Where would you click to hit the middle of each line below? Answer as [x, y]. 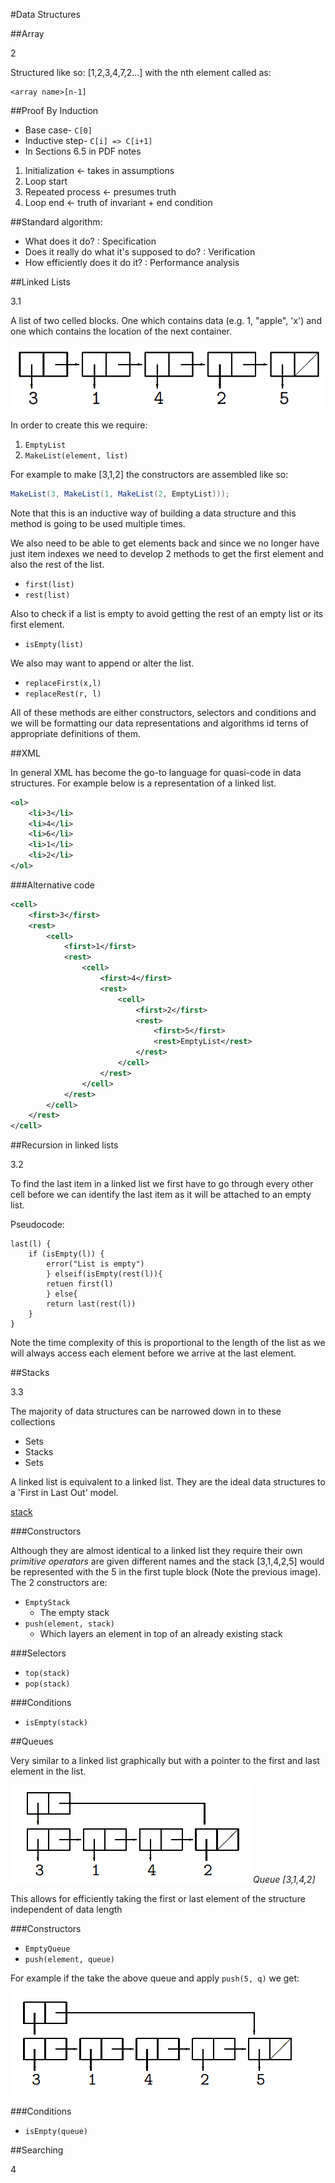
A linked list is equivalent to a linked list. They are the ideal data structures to [168, 1482]
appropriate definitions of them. [75, 733]
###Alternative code [52, 885]
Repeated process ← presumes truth [100, 192]
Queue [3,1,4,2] [284, 1880]
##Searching [37, 2150]
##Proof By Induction [54, 110]
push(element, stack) [69, 1624]
